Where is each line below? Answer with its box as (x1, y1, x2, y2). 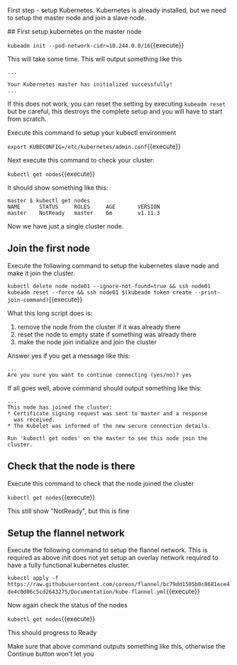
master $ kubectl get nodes (7, 197, 91, 204)
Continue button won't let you (7, 649, 94, 659)
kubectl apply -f (7, 575, 59, 582)
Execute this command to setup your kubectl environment (7, 128, 177, 137)
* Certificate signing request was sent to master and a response (7, 410, 208, 417)
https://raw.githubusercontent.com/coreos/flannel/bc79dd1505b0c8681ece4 (7, 581, 231, 588)
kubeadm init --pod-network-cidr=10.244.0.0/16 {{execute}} (7, 41, 184, 49)
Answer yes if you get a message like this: (7, 351, 131, 360)
